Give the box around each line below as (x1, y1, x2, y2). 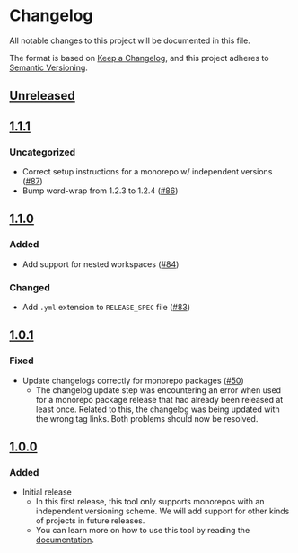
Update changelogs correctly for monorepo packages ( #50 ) (22, 375, 244, 386)
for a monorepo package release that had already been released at (35, 394, 284, 405)
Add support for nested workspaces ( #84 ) (22, 258, 180, 270)
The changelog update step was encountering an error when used (35, 384, 281, 396)
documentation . (35, 534, 94, 545)
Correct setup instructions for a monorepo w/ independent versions (22, 166, 273, 177)
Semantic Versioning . (9, 62, 88, 73)
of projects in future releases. (35, 515, 145, 526)
